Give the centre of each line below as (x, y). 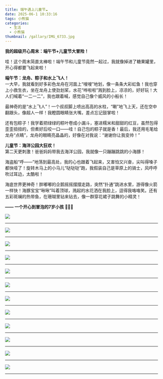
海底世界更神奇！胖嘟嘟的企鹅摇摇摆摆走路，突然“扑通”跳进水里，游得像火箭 (81, 184)
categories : (17, 23)
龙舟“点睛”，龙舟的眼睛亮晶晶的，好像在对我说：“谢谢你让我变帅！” (73, 135)
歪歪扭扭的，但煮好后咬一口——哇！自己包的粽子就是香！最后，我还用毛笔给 (81, 129)
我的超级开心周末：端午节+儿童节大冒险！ (47, 51)
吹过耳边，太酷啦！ (24, 174)
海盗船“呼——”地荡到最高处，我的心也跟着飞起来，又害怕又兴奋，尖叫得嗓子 (81, 162)
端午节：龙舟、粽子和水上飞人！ (37, 78)
